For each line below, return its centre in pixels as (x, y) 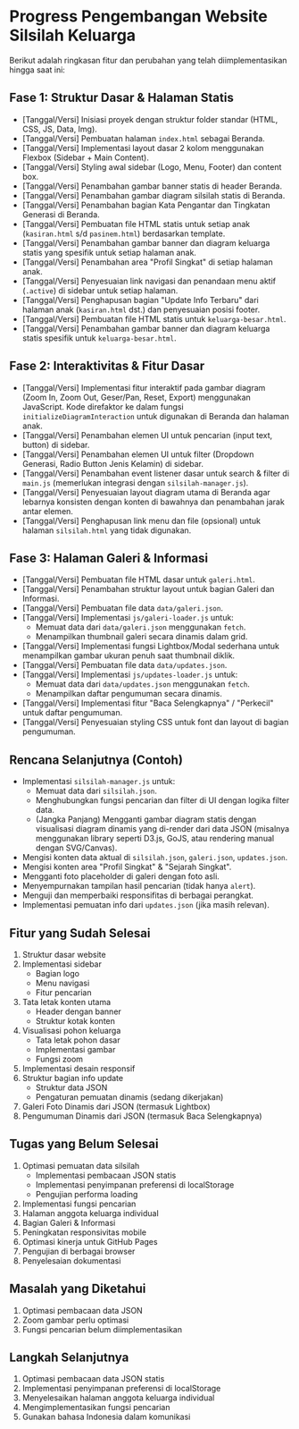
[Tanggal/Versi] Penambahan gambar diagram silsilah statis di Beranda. (154, 195)
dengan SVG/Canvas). (76, 848)
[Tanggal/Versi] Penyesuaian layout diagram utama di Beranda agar (146, 492)
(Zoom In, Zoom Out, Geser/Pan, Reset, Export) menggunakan (137, 397)
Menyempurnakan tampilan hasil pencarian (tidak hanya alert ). (139, 886)
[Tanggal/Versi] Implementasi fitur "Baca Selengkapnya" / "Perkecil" (148, 703)
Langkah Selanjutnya (69, 1358)
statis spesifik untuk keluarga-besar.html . (99, 338)
